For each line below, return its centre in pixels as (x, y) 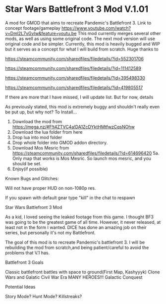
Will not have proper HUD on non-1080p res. (51, 188)
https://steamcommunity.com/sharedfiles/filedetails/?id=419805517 (74, 87)
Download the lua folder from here (47, 132)
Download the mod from (37, 121)
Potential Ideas (20, 287)
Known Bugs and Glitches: (32, 178)
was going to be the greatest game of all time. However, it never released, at (83, 222)
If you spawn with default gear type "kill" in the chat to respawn (70, 198)
